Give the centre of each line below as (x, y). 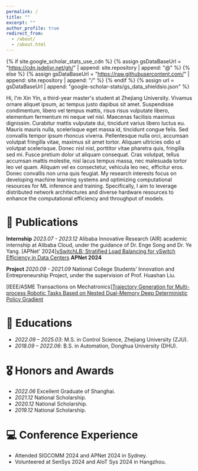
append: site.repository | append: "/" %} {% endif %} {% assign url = (90, 80)
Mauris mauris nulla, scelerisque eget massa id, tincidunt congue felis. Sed (97, 129)
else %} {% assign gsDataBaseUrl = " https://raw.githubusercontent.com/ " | (98, 74)
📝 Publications (42, 222)
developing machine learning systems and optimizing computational (89, 179)
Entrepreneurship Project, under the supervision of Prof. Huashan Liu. (91, 275)
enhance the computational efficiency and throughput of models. (85, 198)
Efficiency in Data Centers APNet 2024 (54, 257)
